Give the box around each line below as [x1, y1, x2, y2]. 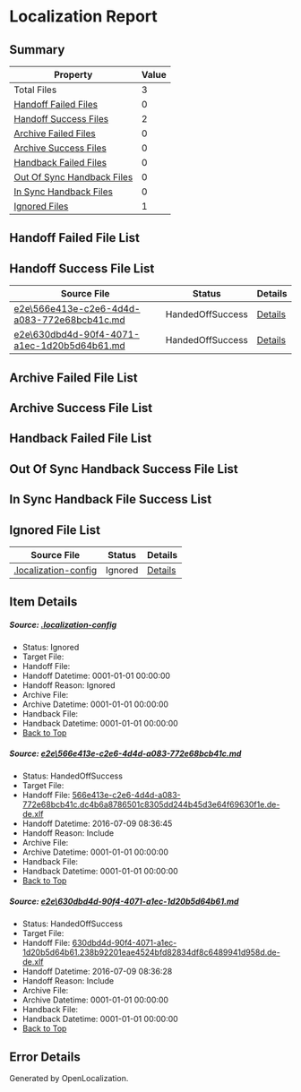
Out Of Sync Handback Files [13, 171, 133, 183]
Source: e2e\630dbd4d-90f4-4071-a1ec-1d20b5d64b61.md [9, 896, 239, 907]
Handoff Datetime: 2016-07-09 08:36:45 [21, 818, 173, 830]
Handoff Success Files [13, 113, 109, 125]
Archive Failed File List [9, 370, 139, 385]
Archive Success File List [9, 400, 153, 416]
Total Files [13, 83, 57, 96]
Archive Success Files [13, 142, 107, 154]
